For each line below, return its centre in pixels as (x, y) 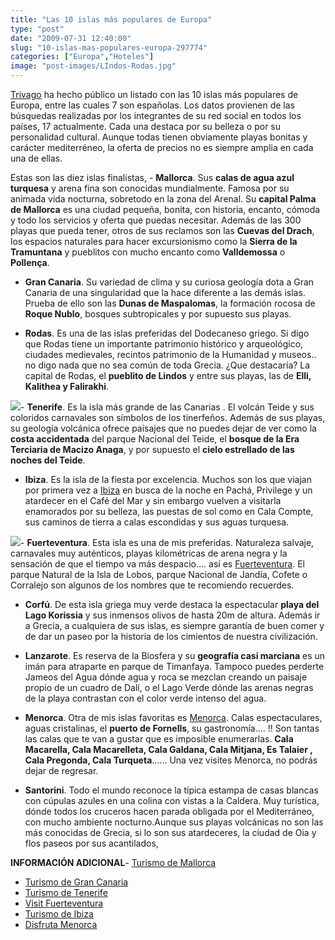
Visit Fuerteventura (64, 903)
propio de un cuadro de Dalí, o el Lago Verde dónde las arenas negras (169, 687)
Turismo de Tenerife (66, 892)
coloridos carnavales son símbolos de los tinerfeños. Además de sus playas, (168, 417)
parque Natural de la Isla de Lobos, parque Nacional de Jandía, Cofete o (159, 574)
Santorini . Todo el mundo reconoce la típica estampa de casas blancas (171, 790)
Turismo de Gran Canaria (76, 882)
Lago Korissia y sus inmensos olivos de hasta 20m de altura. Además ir (172, 615)
